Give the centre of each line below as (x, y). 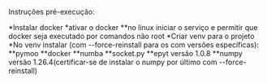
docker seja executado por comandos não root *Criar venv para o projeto (131, 36)
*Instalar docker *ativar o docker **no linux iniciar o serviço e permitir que (133, 27)
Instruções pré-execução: (52, 12)
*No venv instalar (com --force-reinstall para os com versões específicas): (134, 45)
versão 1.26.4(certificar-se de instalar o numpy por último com (113, 62)
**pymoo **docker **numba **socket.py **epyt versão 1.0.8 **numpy (126, 53)
